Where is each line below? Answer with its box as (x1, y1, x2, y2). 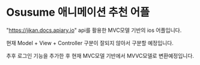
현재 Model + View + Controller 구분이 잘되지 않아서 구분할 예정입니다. (6, 39, 174, 46)
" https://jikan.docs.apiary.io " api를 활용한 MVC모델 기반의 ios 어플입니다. (6, 26, 182, 34)
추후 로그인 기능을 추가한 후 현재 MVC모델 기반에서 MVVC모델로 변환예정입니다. (6, 52, 194, 59)
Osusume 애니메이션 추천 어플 (6, 5, 150, 19)
